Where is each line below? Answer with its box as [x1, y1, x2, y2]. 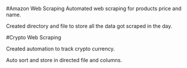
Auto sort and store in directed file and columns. [6, 57, 123, 63]
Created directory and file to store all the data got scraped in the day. [6, 23, 172, 29]
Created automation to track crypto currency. [6, 45, 115, 52]
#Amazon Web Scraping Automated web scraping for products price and [6, 5, 182, 12]
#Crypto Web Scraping [6, 34, 61, 40]
